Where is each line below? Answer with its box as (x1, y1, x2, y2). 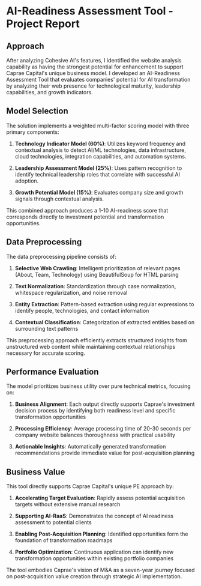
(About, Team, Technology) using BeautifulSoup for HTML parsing (14, 271, 179, 278)
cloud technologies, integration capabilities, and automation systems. (14, 153, 187, 160)
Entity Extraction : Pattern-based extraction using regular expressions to (14, 300, 194, 307)
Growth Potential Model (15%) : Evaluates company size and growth (14, 189, 184, 196)
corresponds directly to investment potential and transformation (6, 213, 164, 220)
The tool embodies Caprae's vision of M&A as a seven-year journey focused (6, 566, 195, 574)
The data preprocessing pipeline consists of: (6, 253, 117, 260)
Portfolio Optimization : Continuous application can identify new (14, 548, 174, 556)
